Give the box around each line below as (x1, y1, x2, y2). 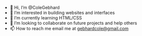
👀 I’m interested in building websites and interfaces (9, 10, 115, 16)
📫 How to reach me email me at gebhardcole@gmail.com (9, 26, 129, 31)
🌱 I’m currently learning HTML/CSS (9, 15, 82, 20)
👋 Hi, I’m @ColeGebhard (9, 5, 60, 10)
